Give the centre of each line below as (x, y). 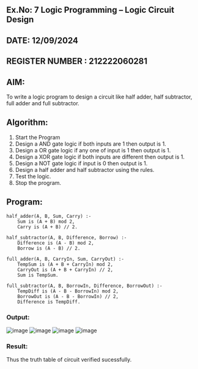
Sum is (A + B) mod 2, (46, 222)
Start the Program (38, 137)
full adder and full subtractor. (43, 103)
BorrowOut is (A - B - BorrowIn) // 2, (68, 296)
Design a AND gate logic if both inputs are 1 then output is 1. (90, 144)
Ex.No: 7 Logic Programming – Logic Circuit (90, 10)
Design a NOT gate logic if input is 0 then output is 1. (81, 163)
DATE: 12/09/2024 (42, 40)
